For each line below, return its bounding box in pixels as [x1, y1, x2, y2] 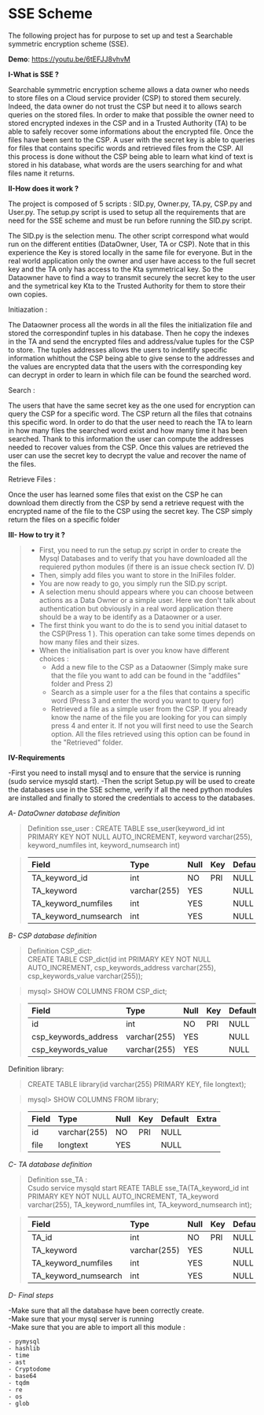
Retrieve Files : [8, 474, 57, 484]
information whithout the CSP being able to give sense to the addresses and [8, 353, 255, 363]
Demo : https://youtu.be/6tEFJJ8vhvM [8, 54, 131, 64]
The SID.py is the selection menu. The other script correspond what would [8, 231, 249, 240]
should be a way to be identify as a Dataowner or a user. [38, 611, 222, 622]
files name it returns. [8, 168, 75, 178]
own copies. [8, 289, 48, 299]
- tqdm [8, 1379, 30, 1387]
